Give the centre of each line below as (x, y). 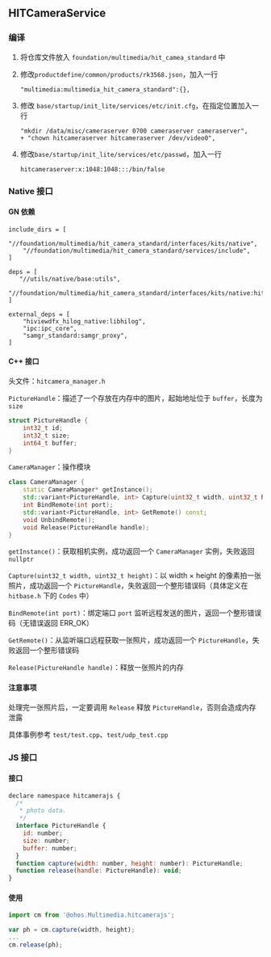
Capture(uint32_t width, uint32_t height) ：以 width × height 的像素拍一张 (135, 575)
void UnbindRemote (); (59, 520)
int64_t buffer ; (50, 443)
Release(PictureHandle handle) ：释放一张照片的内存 (96, 668)
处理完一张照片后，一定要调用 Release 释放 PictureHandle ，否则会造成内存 (132, 707)
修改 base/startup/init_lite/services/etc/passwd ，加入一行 (121, 154)
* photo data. (43, 811)
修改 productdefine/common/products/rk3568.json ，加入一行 (119, 74)
